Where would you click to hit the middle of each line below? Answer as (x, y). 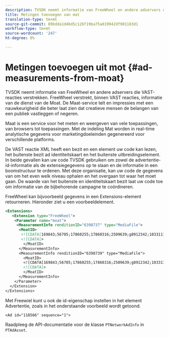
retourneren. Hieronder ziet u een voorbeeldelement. (60, 202)
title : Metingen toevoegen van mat (43, 15)
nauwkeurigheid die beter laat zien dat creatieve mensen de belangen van (82, 108)
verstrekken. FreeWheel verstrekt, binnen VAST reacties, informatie (93, 97)
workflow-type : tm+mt (28, 29)
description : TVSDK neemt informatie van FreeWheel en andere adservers (83, 10)
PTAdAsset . (16, 330)
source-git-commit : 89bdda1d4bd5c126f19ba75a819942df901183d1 (72, 24)
